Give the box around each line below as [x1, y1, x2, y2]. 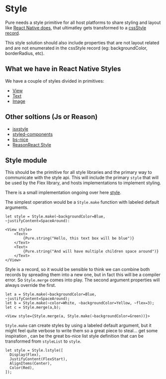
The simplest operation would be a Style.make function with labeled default [5, 199, 160, 205]
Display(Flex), [9, 352, 41, 358]
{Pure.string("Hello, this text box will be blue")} [23, 236, 135, 241]
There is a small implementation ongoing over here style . [5, 190, 122, 196]
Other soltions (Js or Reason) [5, 113, 98, 121]
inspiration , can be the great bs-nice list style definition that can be [5, 333, 144, 339]
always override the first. [5, 282, 56, 288]
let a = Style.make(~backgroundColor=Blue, [5, 292, 97, 297]
